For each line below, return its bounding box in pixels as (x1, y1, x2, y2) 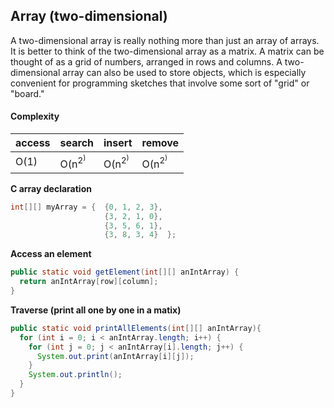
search (59, 136, 95, 150)
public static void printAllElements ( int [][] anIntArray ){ (10, 323, 262, 333)
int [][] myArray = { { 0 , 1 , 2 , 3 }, (10, 202, 163, 212)
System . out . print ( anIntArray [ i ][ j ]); (36, 351, 195, 361)
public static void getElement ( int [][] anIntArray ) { (10, 267, 240, 278)
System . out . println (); (28, 370, 123, 380)
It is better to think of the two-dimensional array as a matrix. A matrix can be (10, 45, 325, 57)
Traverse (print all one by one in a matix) (10, 304, 182, 316)
